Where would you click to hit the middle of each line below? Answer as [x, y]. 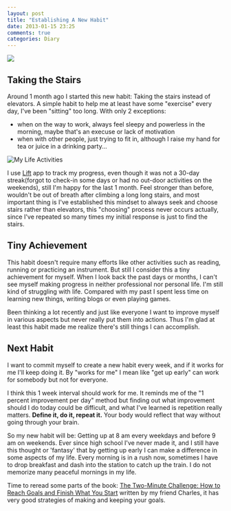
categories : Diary [33, 39]
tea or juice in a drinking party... [62, 146]
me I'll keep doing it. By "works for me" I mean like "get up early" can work [113, 372]
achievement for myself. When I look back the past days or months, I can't [112, 276]
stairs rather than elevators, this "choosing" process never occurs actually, [113, 209]
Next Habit [30, 348]
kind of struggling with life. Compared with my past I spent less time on [108, 291]
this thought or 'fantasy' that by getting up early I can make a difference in [112, 450]
